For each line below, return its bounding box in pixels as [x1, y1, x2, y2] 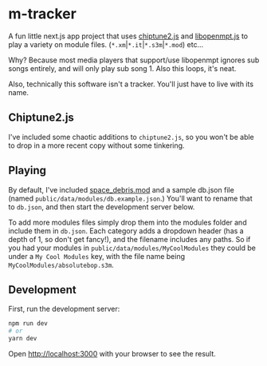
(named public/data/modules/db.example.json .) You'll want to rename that [8, 193, 253, 203]
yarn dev [8, 335, 37, 343]
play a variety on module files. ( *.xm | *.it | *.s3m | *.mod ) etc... [8, 39, 204, 49]
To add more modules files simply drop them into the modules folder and [8, 217, 247, 227]
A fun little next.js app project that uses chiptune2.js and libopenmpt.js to [8, 31, 249, 41]
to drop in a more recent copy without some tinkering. [8, 141, 185, 150]
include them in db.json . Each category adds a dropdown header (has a [8, 225, 245, 236]
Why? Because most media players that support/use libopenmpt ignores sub [8, 55, 260, 65]
